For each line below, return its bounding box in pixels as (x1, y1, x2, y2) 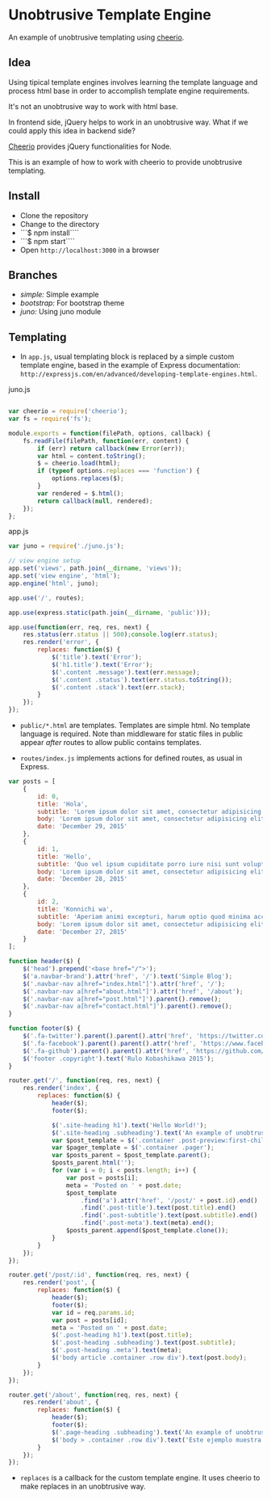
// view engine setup (8, 557, 81, 565)
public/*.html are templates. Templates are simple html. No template (19, 721, 251, 731)
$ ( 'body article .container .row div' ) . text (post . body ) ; (51, 1354, 248, 1362)
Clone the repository (19, 210, 89, 220)
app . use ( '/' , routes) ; (8, 594, 85, 602)
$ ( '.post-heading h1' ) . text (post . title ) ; (51, 1331, 194, 1339)
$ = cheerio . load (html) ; (37, 459, 121, 468)
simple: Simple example (19, 289, 99, 300)
